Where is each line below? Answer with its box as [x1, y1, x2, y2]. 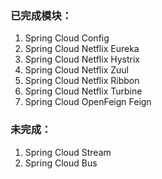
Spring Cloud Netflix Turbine [24, 85, 143, 97]
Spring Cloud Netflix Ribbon [24, 75, 140, 87]
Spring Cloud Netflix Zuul [24, 64, 129, 76]
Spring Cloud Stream [24, 146, 112, 158]
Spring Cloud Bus [24, 157, 98, 169]
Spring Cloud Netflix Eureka [24, 43, 140, 55]
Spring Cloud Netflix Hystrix [24, 53, 140, 66]
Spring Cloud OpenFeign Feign [24, 96, 152, 108]
